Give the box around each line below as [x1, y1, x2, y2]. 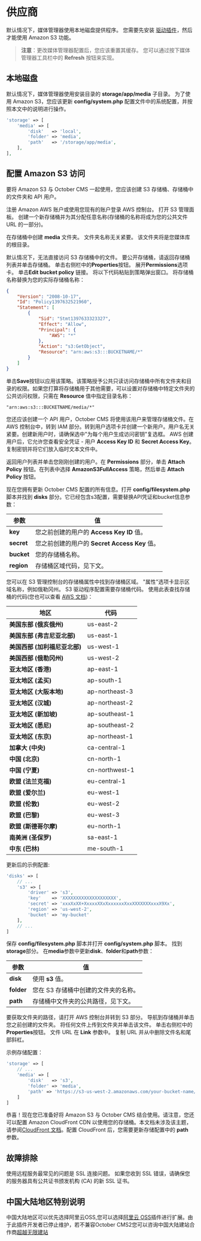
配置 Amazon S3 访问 [6, 169, 86, 179]
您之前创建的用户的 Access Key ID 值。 [35, 527, 147, 536]
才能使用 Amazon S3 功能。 [6, 33, 75, 41]
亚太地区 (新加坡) [9, 710, 58, 718]
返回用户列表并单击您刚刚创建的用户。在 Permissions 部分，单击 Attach [6, 458, 185, 465]
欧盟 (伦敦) [9, 800, 40, 808]
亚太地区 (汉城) [9, 699, 52, 707]
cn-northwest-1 [87, 766, 135, 774]
